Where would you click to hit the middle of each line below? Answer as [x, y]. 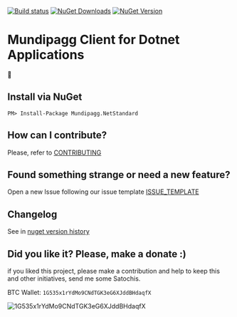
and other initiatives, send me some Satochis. [74, 279]
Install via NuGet [45, 97]
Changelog [32, 214]
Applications [46, 55]
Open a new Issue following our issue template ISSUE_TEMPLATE [103, 192]
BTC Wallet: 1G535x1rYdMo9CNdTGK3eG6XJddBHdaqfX [79, 292]
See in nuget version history [49, 232]
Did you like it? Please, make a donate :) [97, 254]
